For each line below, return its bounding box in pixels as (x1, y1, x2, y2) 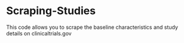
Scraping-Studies (6, 4, 96, 18)
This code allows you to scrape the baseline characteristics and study (6, 24, 178, 31)
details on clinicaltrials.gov (6, 29, 72, 37)
